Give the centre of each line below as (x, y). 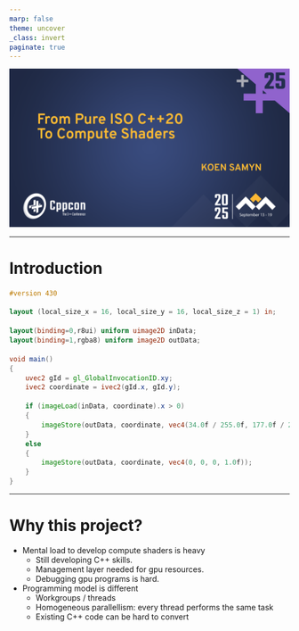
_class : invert (37, 37)
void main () (31, 359)
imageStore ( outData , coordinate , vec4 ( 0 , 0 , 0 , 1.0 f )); (147, 463)
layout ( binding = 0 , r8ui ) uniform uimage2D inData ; (103, 331)
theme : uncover (37, 28)
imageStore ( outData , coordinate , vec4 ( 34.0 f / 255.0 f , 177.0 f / (163, 425)
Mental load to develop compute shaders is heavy (113, 550)
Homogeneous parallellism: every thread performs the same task (154, 607)
